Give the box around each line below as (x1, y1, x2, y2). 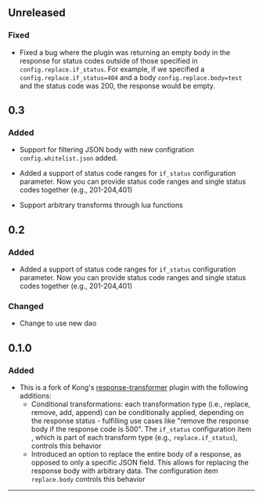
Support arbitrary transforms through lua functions (19, 200, 184, 210)
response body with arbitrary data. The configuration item (31, 466, 218, 475)
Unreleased (8, 6, 67, 20)
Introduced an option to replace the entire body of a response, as (31, 450, 242, 459)
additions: (19, 392, 52, 401)
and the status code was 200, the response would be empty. (19, 81, 215, 90)
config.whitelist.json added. (19, 153, 118, 163)
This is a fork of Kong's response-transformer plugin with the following (19, 383, 249, 392)
